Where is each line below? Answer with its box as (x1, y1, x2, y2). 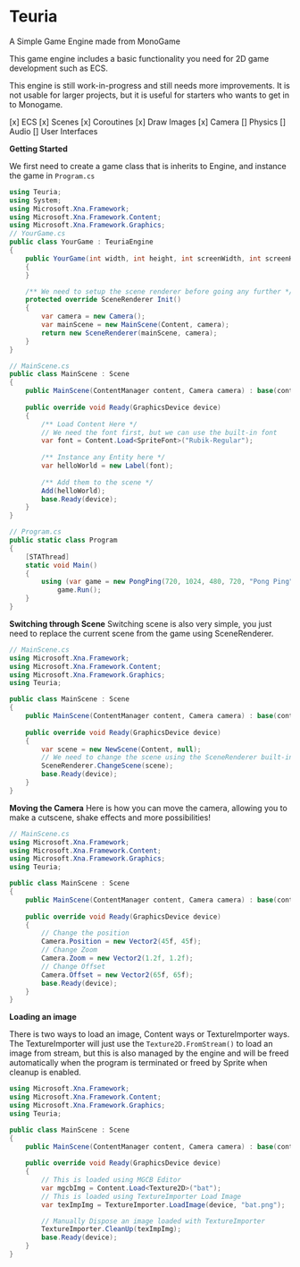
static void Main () (25, 561, 98, 569)
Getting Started (9, 143, 69, 154)
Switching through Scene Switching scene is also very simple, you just (9, 618, 272, 629)
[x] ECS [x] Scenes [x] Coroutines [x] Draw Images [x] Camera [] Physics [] (9, 116, 287, 127)
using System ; (9, 195, 62, 205)
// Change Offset (41, 962, 105, 971)
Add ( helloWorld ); (41, 486, 105, 495)
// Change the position (41, 929, 129, 937)
